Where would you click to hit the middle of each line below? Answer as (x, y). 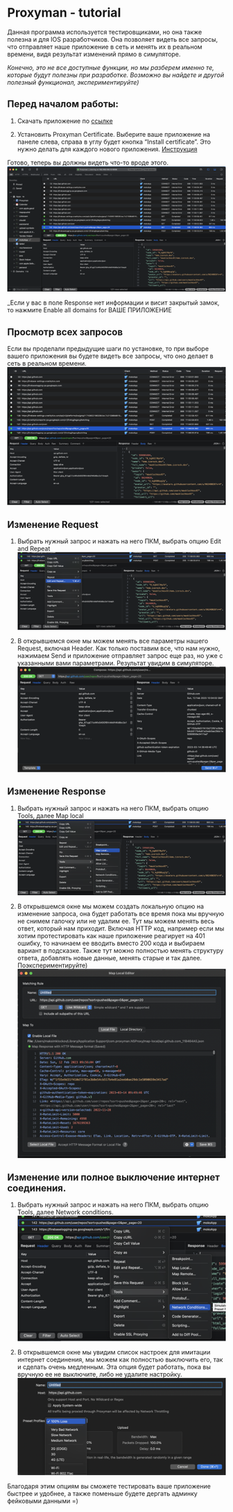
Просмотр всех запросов (65, 332)
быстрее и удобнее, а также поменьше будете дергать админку (102, 1493)
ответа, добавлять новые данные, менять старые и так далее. (110, 958)
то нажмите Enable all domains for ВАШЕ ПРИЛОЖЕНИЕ (89, 310)
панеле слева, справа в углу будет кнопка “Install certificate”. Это (114, 142)
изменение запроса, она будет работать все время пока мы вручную (121, 914)
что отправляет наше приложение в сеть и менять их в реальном (105, 46)
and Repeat (34, 549)
